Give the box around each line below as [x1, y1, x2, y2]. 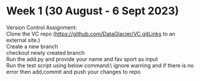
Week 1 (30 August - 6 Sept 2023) [6, 4, 179, 18]
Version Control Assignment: [6, 24, 77, 31]
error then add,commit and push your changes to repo [6, 68, 141, 75]
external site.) [6, 36, 40, 43]
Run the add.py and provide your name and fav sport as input [6, 55, 158, 63]
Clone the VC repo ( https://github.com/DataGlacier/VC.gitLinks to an [6, 30, 175, 37]
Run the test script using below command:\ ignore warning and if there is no [6, 61, 194, 69]
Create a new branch [6, 43, 58, 50]
